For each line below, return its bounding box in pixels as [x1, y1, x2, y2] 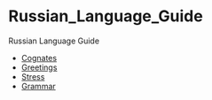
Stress [20, 71, 45, 81]
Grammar [20, 81, 57, 91]
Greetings [20, 62, 58, 73]
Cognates [20, 52, 58, 63]
